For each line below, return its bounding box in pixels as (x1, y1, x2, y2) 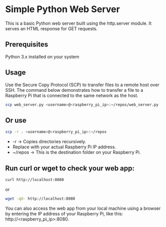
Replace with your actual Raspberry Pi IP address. (12, 144, 116, 150)
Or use (5, 116, 27, 125)
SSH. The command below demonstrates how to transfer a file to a (5, 87, 143, 93)
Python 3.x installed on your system (5, 53, 79, 60)
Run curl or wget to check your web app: (5, 164, 135, 173)
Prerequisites (5, 40, 48, 49)
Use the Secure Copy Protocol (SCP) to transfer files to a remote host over (5, 82, 159, 88)
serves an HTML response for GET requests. (5, 25, 98, 31)
